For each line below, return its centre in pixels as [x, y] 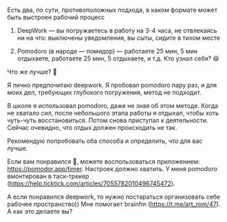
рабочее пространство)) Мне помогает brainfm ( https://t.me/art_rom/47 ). [114, 204]
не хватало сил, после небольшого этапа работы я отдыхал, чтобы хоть [113, 113]
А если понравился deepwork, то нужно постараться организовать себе [114, 197]
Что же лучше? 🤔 [32, 72]
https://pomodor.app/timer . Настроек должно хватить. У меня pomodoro [112, 169]
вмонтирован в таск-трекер [48, 176]
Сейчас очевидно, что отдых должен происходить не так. [92, 127]
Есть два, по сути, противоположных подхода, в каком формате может [112, 10]
